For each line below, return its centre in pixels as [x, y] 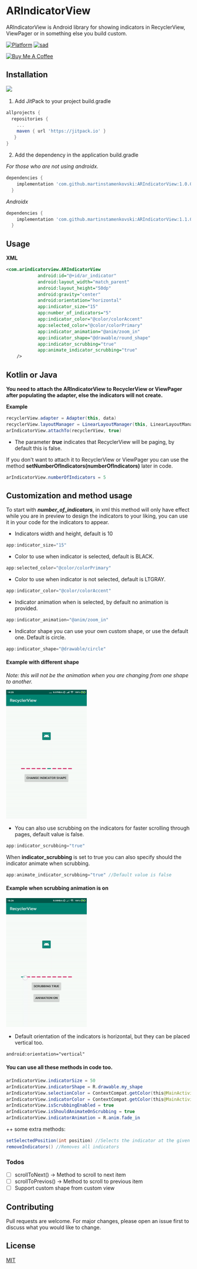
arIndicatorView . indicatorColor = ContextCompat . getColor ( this [85, 1099]
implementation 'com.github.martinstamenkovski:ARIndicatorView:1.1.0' [106, 219]
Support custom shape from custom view [64, 1188]
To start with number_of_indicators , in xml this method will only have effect [98, 510]
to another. [19, 681]
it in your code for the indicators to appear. [58, 522]
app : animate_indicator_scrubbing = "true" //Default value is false [89, 875]
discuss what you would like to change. [54, 1227]
